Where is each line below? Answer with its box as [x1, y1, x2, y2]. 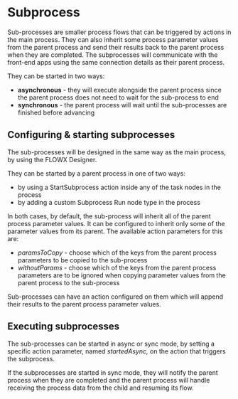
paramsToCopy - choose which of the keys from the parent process [17, 248, 217, 257]
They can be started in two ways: [7, 72, 105, 80]
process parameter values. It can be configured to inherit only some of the [7, 219, 225, 228]
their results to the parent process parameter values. [7, 299, 161, 308]
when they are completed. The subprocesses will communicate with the [7, 50, 218, 59]
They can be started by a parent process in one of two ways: [7, 169, 186, 178]
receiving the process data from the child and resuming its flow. [7, 383, 194, 392]
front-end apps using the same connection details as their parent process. [7, 58, 225, 66]
